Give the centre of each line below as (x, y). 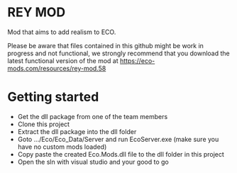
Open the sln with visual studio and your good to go (93, 162)
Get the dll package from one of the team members (93, 116)
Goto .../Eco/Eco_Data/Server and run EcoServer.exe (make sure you (118, 139)
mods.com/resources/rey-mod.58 (57, 68)
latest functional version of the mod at (63, 60)
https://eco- (137, 60)
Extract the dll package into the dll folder (77, 131)
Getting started (53, 97)
